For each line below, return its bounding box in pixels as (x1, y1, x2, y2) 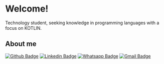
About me (5, 40, 37, 48)
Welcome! (5, 3, 49, 15)
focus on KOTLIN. (5, 25, 42, 31)
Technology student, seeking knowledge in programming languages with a (5, 20, 159, 26)
